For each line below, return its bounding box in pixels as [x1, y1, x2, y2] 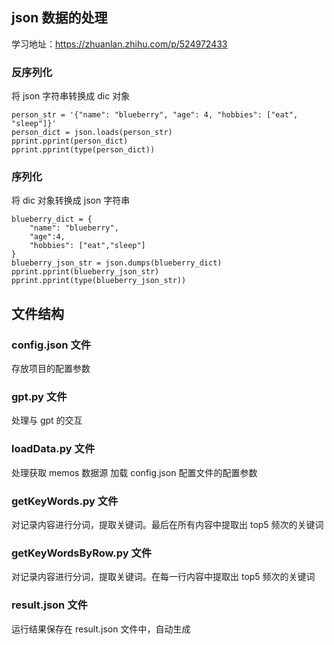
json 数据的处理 [11, 9, 108, 27]
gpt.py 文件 [11, 390, 68, 404]
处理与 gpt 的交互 [11, 414, 83, 427]
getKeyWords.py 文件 [11, 494, 119, 508]
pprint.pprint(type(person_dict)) [11, 145, 156, 155]
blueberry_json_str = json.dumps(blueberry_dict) [11, 258, 223, 268]
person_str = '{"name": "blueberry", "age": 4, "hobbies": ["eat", [11, 110, 299, 120]
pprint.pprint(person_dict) [11, 136, 129, 147]
